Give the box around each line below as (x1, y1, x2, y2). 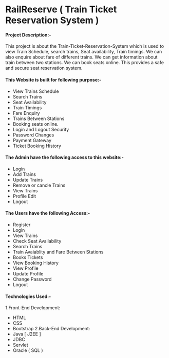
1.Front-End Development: (5, 305, 61, 311)
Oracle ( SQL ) (12, 347, 43, 353)
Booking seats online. (12, 121, 59, 127)
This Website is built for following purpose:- (5, 76, 102, 83)
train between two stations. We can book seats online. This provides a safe (5, 59, 164, 66)
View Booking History (12, 260, 59, 266)
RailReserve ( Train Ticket (5, 4, 117, 15)
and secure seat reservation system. (5, 65, 83, 71)
